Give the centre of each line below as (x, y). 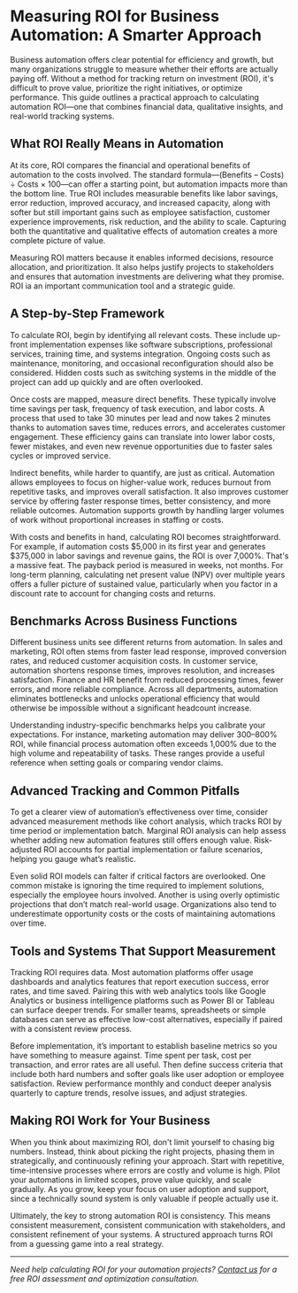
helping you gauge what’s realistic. (73, 859)
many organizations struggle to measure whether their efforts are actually (144, 69)
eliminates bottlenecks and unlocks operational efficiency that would (135, 699)
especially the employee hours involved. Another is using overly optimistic (145, 895)
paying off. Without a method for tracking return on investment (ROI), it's (142, 78)
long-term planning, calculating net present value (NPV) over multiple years (148, 574)
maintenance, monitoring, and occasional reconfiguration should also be (142, 363)
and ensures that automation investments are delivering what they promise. (147, 276)
